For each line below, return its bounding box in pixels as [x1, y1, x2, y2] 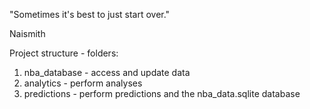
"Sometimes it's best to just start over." [9, 9, 171, 20]
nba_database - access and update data [23, 67, 191, 78]
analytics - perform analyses [23, 77, 143, 89]
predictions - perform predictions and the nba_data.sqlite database [23, 88, 301, 99]
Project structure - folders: [9, 47, 119, 59]
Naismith [9, 28, 46, 39]
